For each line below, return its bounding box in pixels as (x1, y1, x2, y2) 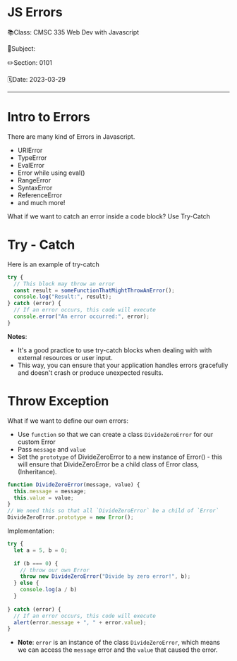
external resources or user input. (17, 353, 113, 362)
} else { (13, 579, 39, 587)
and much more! (17, 198, 66, 206)
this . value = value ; (13, 494, 74, 501)
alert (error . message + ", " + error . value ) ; (13, 619, 147, 626)
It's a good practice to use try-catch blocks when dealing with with (17, 346, 212, 354)
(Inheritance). (17, 467, 58, 476)
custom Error (17, 438, 56, 446)
